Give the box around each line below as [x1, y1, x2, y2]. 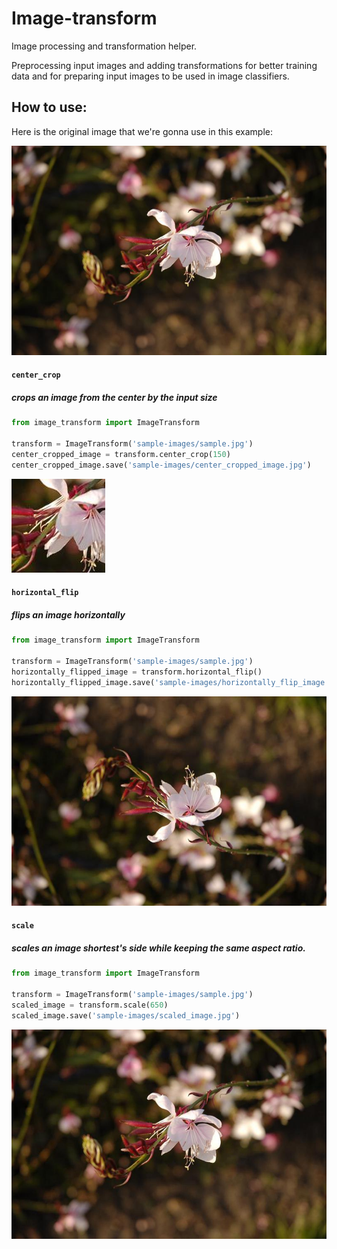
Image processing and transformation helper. [11, 40, 198, 52]
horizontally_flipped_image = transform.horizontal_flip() [11, 667, 263, 677]
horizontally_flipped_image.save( [11, 677, 156, 687]
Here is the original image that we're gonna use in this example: [11, 125, 273, 137]
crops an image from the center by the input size [11, 392, 218, 404]
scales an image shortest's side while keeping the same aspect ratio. [11, 942, 306, 954]
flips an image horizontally [11, 608, 126, 621]
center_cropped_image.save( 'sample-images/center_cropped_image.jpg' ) [11, 460, 312, 470]
